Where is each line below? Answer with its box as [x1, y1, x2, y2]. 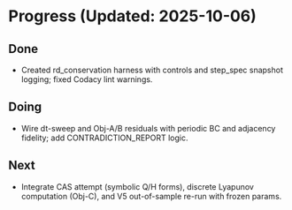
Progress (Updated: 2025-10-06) [8, 6, 257, 26]
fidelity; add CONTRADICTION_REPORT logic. [20, 132, 188, 143]
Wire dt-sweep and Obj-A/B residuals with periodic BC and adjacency [20, 123, 276, 133]
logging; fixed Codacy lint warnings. [20, 74, 153, 85]
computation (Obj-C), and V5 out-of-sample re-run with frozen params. [20, 191, 282, 201]
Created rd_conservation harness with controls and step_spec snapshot [20, 64, 284, 75]
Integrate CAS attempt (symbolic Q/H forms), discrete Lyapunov [20, 181, 254, 191]
